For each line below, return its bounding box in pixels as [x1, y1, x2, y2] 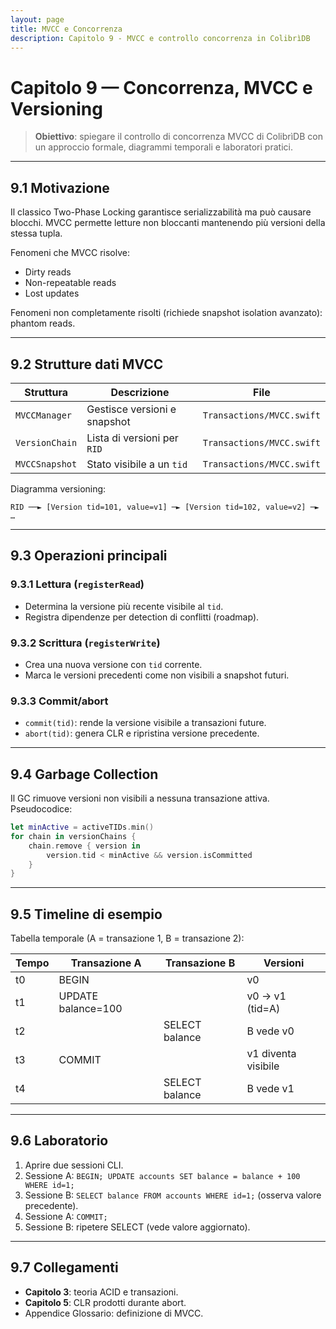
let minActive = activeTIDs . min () [10, 822, 155, 833]
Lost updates [24, 287, 80, 300]
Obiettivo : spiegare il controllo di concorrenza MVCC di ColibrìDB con [34, 131, 323, 143]
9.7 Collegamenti [10, 1259, 119, 1276]
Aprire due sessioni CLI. [24, 1159, 124, 1171]
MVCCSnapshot [15, 458, 78, 470]
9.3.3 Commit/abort [10, 694, 109, 708]
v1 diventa [246, 1047, 297, 1061]
